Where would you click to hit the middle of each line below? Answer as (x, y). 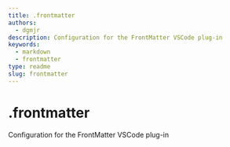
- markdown (33, 52)
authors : (22, 23)
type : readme (29, 67)
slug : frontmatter (38, 74)
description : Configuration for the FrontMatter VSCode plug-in (115, 37)
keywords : (24, 45)
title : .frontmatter (42, 15)
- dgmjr (28, 30)
